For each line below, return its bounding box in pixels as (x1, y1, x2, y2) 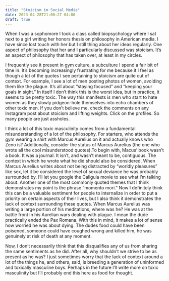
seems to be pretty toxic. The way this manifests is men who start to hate (5, 94, 157, 100)
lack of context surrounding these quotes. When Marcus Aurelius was (5, 201, 150, 207)
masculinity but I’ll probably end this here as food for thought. (5, 270, 134, 276)
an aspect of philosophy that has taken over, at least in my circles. (5, 52, 143, 58)
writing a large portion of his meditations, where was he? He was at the (5, 206, 153, 213)
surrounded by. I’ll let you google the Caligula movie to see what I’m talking (5, 174, 161, 180)
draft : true (5, 17, 30, 22)
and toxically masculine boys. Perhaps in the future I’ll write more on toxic (5, 264, 159, 271)
